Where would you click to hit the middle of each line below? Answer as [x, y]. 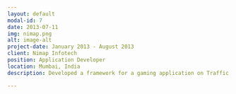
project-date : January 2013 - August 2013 [71, 47]
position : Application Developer [57, 60]
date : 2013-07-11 [33, 27]
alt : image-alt [30, 40]
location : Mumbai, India [44, 66]
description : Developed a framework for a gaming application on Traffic [118, 73]
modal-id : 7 [25, 20]
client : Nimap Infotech [42, 54]
